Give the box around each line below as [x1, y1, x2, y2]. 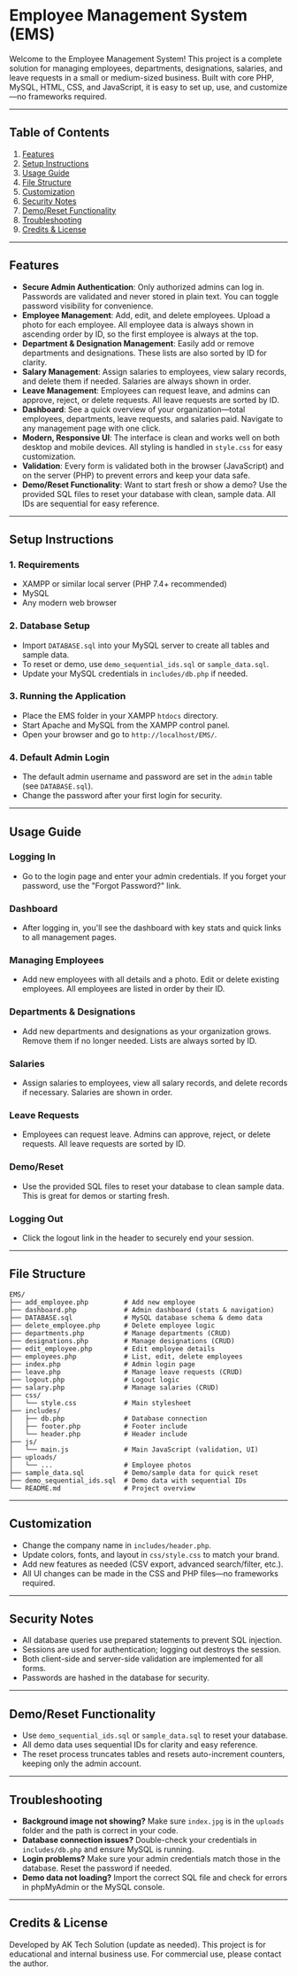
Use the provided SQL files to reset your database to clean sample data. [21, 1180, 285, 1192]
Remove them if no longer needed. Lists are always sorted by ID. [21, 1035, 257, 1046]
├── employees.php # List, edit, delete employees [9, 1352, 243, 1361]
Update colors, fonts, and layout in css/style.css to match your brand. [21, 1549, 280, 1560]
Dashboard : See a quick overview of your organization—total [21, 404, 246, 415]
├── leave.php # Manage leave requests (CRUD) [9, 1367, 243, 1376]
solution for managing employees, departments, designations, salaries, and [9, 63, 283, 74]
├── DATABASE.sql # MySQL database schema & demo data [9, 1313, 263, 1322]
